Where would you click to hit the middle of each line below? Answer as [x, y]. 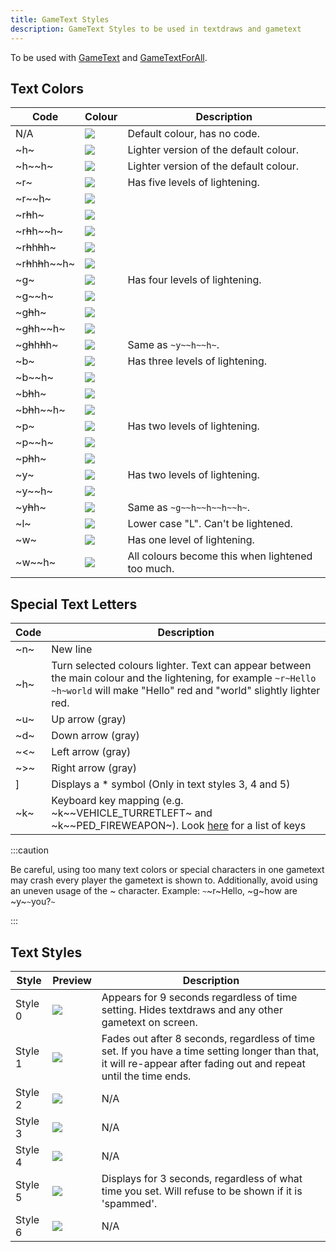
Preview [72, 980]
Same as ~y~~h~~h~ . [173, 345]
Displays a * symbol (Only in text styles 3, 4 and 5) [171, 784]
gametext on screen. [149, 1022]
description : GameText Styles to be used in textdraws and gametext [156, 29]
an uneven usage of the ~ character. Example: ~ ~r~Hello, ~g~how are [154, 891]
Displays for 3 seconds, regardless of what [202, 1178]
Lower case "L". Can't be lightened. [210, 524]
